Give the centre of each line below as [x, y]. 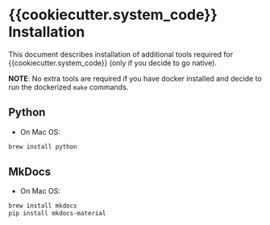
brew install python [43, 147]
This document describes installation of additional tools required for [121, 54]
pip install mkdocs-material [57, 214]
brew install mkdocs [43, 206]
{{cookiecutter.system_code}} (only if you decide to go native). [113, 63]
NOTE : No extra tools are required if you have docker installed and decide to [135, 78]
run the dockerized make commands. [69, 87]
